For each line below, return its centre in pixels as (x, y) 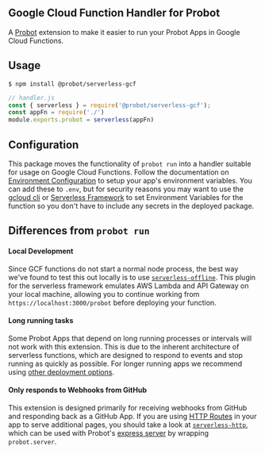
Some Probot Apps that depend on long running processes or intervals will (130, 338)
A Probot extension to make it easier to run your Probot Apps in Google (124, 32)
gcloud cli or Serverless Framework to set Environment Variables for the (126, 197)
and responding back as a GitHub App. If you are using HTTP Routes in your (132, 416)
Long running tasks (41, 321)
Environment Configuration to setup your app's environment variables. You (130, 180)
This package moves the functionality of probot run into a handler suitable (130, 164)
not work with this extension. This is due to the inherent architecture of (124, 346)
